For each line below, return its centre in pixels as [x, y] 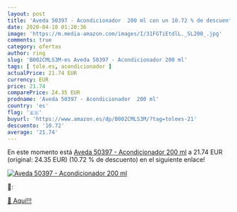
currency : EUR [28, 79]
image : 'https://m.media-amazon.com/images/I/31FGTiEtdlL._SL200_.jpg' [115, 34]
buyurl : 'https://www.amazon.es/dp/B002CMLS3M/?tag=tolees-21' [102, 119]
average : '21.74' [33, 132]
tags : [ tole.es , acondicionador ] [60, 66]
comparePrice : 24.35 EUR [44, 93]
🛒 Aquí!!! [20, 201]
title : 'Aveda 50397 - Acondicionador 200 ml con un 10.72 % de [105, 20]
